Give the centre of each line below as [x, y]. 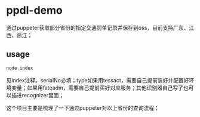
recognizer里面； [43, 95]
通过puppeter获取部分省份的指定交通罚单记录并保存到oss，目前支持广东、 [98, 27]
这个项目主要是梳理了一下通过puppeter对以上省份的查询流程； [83, 107]
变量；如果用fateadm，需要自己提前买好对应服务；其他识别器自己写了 [97, 88]
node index [20, 68]
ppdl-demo [34, 10]
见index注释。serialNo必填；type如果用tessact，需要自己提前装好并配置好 [98, 80]
